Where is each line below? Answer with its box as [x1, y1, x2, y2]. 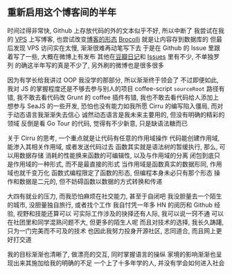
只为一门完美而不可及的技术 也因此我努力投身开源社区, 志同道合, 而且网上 [7, 226, 216, 234]
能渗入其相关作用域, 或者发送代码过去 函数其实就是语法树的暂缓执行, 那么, [7, 142, 218, 151]
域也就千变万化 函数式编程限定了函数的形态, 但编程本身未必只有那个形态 [7, 169, 213, 177]
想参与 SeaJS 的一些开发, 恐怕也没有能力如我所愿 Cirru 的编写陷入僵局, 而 [7, 101, 217, 110]
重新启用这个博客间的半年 [7, 6, 116, 19]
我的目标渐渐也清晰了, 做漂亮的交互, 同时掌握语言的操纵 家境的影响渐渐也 [7, 250, 216, 258]
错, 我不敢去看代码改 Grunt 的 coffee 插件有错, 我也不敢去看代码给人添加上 [7, 93, 220, 101]
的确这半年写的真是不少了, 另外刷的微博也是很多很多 [15, 61, 164, 69]
